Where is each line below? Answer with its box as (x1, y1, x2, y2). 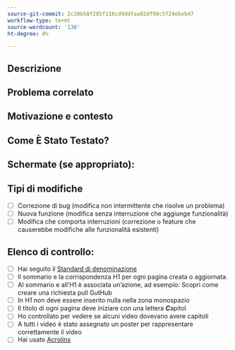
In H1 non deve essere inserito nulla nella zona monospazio (17, 296, 190, 305)
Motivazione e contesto (7, 110, 114, 122)
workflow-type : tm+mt (7, 17, 71, 24)
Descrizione (7, 62, 62, 74)
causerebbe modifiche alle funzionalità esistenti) (17, 226, 159, 234)
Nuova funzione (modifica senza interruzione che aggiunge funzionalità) (17, 209, 229, 218)
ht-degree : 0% (7, 30, 49, 37)
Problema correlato (7, 86, 94, 99)
